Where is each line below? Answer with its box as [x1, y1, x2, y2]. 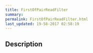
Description [5, 39, 42, 48]
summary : [5, 12, 23, 17]
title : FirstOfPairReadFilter [5, 7, 68, 12]
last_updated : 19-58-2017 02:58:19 [5, 21, 79, 26]
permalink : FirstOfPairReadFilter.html [5, 16, 88, 21]
